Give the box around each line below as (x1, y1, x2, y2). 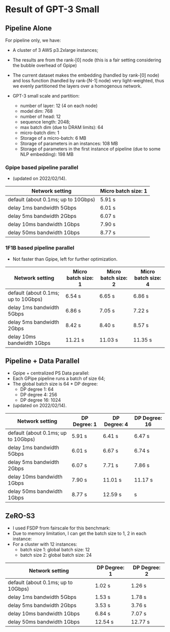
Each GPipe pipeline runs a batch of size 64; (12, 375, 105, 382)
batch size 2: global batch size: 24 (20, 552, 92, 558)
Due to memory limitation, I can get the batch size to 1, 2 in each (12, 530, 147, 536)
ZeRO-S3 (5, 512, 35, 520)
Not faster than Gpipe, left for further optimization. (12, 256, 118, 262)
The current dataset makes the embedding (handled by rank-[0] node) (12, 72, 159, 78)
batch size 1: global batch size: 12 (20, 547, 90, 553)
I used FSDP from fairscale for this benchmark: (12, 525, 110, 531)
